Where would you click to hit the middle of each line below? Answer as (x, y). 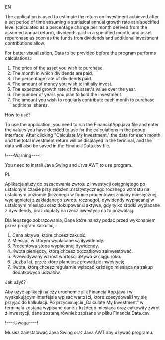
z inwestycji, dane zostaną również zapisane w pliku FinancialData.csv (78, 313)
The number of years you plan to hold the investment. (67, 94)
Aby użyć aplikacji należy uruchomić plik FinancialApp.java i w (69, 292)
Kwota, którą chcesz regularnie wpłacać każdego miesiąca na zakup (82, 267)
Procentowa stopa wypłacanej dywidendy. (56, 246)
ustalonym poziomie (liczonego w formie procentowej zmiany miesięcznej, (81, 195)
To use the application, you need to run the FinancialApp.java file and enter (82, 124)
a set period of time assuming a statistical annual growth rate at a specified (82, 22)
